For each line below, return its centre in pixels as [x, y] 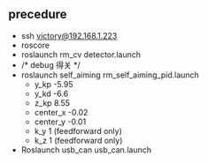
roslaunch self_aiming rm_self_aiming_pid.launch [110, 75]
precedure [38, 15]
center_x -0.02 [61, 112]
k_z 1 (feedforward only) [78, 140]
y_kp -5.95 [54, 84]
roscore [35, 45]
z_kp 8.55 [52, 103]
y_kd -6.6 [51, 93]
